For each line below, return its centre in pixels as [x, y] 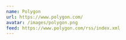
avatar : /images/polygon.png [42, 22]
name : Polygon [24, 11]
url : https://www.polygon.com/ [45, 17]
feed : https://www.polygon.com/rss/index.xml [63, 28]
